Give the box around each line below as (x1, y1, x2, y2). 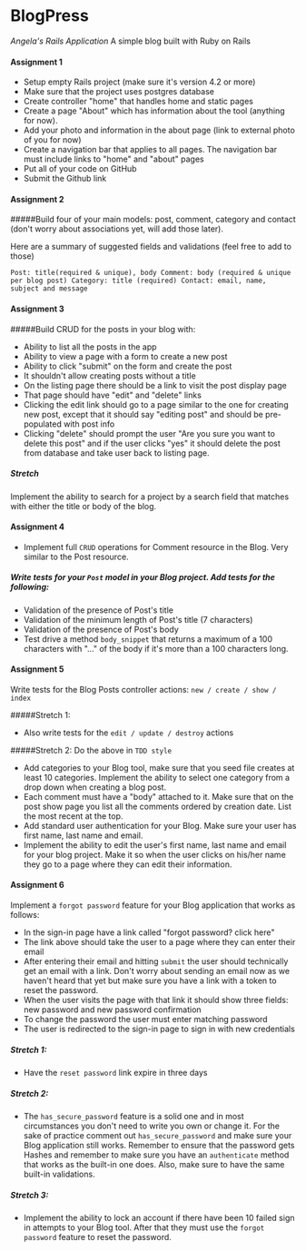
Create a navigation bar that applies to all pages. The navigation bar (23, 144, 278, 155)
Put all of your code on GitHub (23, 163, 137, 174)
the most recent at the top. (23, 810, 123, 822)
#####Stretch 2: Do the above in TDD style (10, 744, 172, 755)
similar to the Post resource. (23, 551, 130, 562)
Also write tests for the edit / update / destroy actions (23, 727, 234, 738)
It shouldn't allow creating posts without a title (23, 369, 196, 381)
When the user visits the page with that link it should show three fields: (23, 995, 289, 1006)
